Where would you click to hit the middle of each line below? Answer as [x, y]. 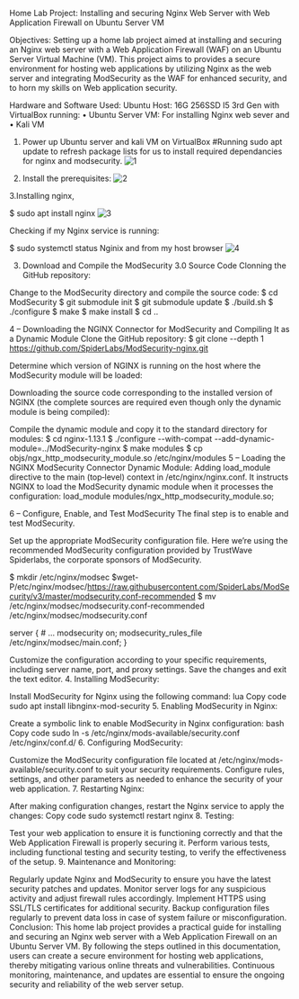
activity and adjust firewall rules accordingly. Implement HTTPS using [138, 898]
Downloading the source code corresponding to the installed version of [141, 392]
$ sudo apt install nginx [53, 213]
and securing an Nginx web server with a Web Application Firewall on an [144, 936]
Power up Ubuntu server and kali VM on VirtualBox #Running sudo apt [152, 142]
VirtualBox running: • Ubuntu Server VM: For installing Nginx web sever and [149, 115]
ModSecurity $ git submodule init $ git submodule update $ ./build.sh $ [141, 302]
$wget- [125, 577]
